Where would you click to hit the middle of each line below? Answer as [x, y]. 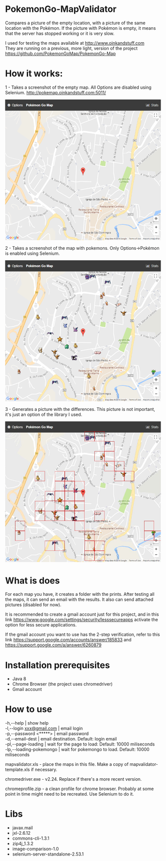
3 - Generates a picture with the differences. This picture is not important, [80, 409]
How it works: [34, 74]
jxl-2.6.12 [21, 833]
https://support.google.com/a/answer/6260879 [53, 645]
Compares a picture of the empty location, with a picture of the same [75, 23]
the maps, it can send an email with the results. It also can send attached [79, 600]
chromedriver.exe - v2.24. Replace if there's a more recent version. [73, 779]
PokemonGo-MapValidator [61, 9]
